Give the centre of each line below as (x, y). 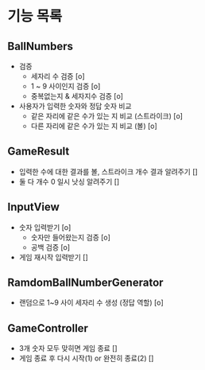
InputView (34, 207)
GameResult (39, 152)
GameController (48, 328)
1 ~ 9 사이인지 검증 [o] (66, 86)
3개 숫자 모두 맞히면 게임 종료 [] (68, 349)
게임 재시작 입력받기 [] (53, 257)
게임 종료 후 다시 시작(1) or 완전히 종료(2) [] (86, 358)
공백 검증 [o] (50, 247)
